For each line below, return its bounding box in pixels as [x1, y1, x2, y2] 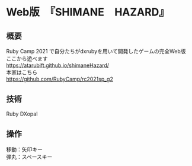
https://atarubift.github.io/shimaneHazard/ [6, 62, 110, 69]
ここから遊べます [6, 55, 48, 62]
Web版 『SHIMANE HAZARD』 [6, 5, 170, 19]
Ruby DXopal [6, 110, 38, 117]
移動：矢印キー [6, 146, 43, 153]
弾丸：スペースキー [6, 153, 53, 160]
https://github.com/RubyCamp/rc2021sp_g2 [6, 75, 114, 82]
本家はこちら [6, 69, 37, 76]
